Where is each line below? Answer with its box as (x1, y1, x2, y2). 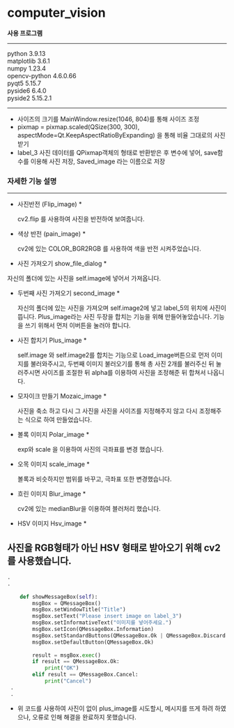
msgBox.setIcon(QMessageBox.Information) (32, 626, 155, 633)
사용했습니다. (17, 555, 72, 567)
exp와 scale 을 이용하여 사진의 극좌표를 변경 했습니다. (17, 445, 164, 454)
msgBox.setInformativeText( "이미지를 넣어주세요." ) (32, 619, 172, 626)
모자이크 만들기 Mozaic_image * (17, 392, 107, 401)
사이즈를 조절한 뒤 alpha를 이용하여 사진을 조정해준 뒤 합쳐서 (41, 369, 206, 377)
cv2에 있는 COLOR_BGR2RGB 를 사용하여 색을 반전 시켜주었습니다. (17, 244, 202, 253)
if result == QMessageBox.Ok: (32, 658, 120, 665)
